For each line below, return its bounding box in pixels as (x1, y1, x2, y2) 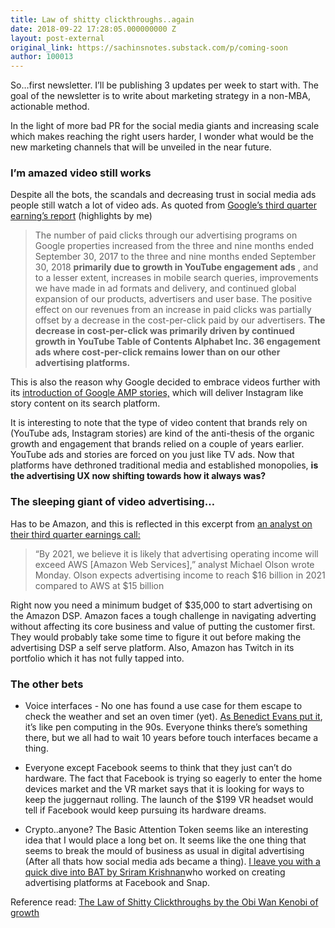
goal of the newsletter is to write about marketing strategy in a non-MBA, (10, 90, 311, 102)
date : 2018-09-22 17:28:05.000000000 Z (10, 24, 177, 34)
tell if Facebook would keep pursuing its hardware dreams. (24, 804, 267, 816)
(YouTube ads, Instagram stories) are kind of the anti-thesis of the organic (10, 427, 315, 440)
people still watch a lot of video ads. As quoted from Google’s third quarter (10, 199, 317, 211)
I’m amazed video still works (10, 166, 152, 180)
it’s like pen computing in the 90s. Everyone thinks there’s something (24, 721, 308, 733)
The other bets (10, 677, 84, 691)
